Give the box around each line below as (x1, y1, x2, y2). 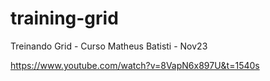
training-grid (10, 7, 119, 30)
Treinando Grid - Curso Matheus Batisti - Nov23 (10, 40, 208, 52)
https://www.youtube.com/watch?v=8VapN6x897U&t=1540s (10, 59, 260, 71)
